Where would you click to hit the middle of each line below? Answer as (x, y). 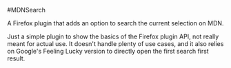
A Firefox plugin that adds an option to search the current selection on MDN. (115, 23)
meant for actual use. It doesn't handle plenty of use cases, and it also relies (115, 44)
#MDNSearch (27, 10)
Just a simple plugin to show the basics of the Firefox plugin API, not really (113, 36)
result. (16, 58)
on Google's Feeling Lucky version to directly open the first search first (108, 51)
